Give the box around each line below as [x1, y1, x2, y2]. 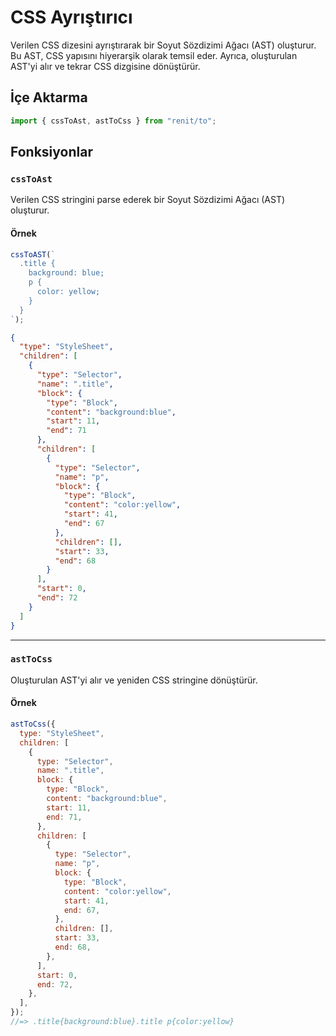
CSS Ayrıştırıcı [10, 6, 133, 29]
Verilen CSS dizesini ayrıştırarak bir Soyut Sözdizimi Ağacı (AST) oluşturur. [10, 39, 317, 51]
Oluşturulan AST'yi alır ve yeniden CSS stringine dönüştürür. [10, 674, 258, 686]
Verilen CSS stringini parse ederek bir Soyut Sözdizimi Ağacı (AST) [10, 194, 286, 206]
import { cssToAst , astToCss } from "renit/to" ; [10, 116, 217, 126]
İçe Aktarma [10, 89, 88, 106]
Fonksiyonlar [10, 144, 93, 161]
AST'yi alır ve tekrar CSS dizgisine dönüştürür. [10, 60, 201, 72]
